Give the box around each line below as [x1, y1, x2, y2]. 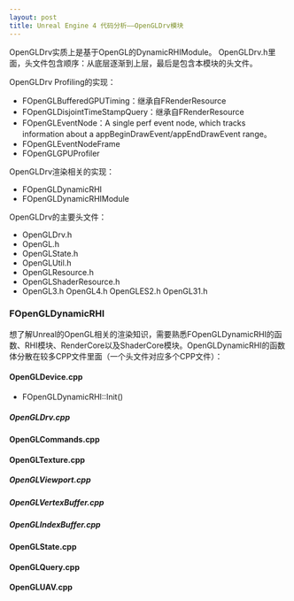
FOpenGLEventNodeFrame [21, 138, 121, 149]
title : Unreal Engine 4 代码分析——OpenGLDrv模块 [9, 21, 184, 30]
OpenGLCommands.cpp [9, 434, 100, 444]
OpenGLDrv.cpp [9, 412, 71, 422]
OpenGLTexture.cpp [9, 454, 86, 465]
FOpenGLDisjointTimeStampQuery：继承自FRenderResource [21, 106, 245, 117]
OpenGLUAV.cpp [9, 582, 73, 593]
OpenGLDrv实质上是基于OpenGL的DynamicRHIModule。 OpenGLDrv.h [9, 46, 268, 58]
